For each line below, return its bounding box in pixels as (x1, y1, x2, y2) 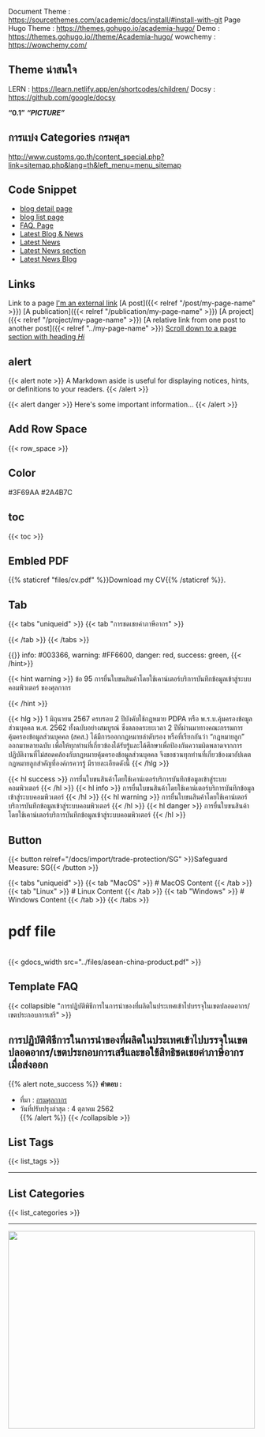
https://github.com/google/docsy (8, 93, 116, 102)
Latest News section (19, 246, 87, 255)
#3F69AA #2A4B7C (8, 487, 73, 497)
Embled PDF (8, 554, 69, 568)
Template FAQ (8, 980, 79, 993)
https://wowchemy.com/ (8, 40, 88, 50)
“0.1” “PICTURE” (8, 108, 65, 117)
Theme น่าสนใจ (8, 63, 77, 77)
